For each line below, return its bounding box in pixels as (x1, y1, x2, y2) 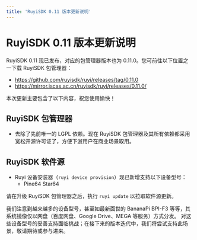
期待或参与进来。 (26, 228, 69, 235)
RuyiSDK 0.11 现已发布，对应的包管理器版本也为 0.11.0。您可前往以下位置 (6, 57, 183, 64)
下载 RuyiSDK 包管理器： (11, 64, 72, 71)
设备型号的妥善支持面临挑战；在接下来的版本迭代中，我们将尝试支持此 (11, 220, 183, 227)
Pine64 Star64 (23, 180, 59, 187)
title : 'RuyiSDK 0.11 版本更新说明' (6, 8, 91, 15)
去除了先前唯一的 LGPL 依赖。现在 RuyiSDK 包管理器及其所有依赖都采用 (14, 130, 190, 137)
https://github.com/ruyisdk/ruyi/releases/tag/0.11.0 (14, 76, 139, 83)
